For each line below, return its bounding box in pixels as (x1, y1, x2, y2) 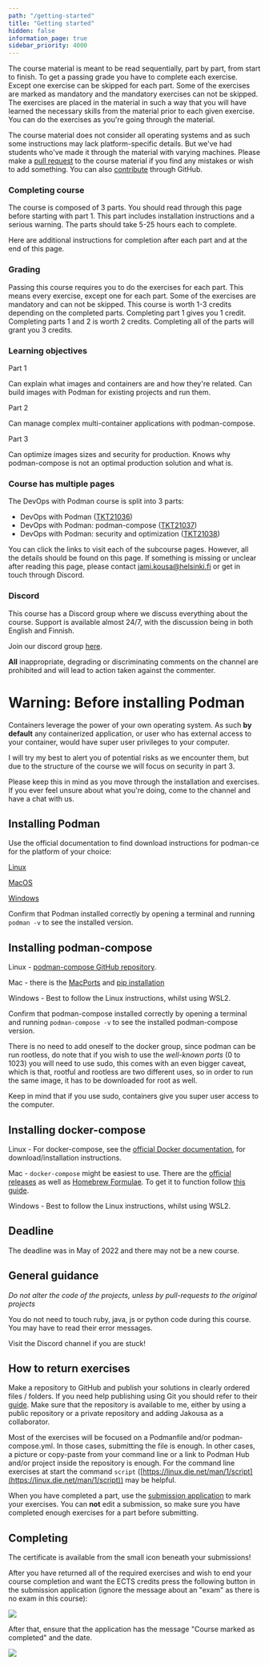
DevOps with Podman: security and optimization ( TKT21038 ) (19, 529, 220, 539)
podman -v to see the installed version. (8, 917, 134, 928)
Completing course (8, 185, 85, 196)
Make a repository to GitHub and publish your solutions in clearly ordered (8, 1383, 251, 1393)
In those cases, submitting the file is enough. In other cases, (56, 1441, 255, 1451)
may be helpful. (125, 1475, 177, 1485)
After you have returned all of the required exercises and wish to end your (8, 1568, 252, 1578)
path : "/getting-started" (8, 11, 94, 20)
